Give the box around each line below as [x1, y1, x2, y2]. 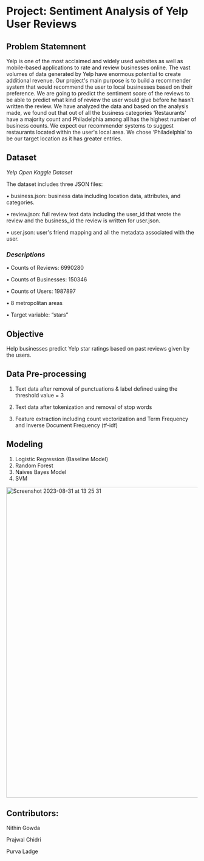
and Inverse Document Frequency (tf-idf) [15, 421, 118, 429]
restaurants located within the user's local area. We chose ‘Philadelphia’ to [6, 129, 192, 135]
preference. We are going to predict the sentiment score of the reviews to [6, 90, 190, 97]
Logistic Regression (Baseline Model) [15, 455, 109, 462]
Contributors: [6, 808, 59, 818]
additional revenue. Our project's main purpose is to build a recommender [6, 77, 191, 84]
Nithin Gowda [6, 825, 41, 832]
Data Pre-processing [6, 369, 87, 379]
